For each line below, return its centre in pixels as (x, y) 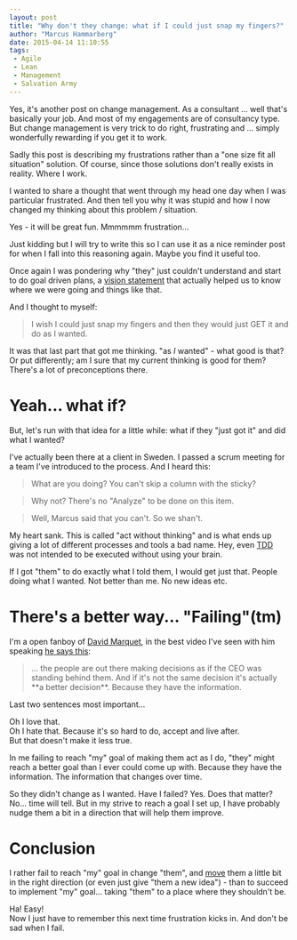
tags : (19, 51)
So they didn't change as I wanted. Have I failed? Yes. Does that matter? (141, 793)
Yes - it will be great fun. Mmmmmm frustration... (99, 227)
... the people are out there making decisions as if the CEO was (146, 668)
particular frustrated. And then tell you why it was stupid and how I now (140, 200)
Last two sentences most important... (77, 704)
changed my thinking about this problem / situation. (104, 209)
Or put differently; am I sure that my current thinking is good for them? (138, 360)
